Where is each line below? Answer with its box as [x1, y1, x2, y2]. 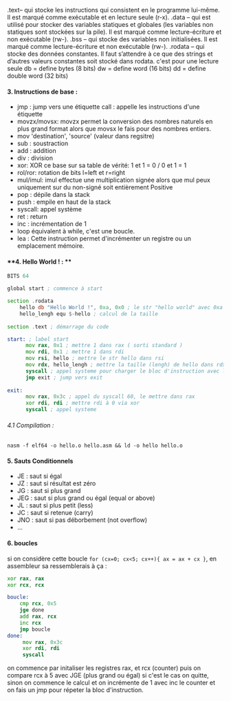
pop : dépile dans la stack [16, 191, 91, 199]
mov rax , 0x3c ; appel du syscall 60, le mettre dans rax [25, 393, 195, 400]
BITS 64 [7, 273, 30, 280]
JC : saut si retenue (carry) [16, 509, 94, 517]
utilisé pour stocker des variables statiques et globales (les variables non [7, 21, 214, 28]
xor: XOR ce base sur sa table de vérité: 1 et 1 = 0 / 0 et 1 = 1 [16, 161, 187, 169]
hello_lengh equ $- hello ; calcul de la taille [19, 310, 158, 317]
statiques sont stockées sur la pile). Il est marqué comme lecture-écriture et [7, 28, 222, 36]
